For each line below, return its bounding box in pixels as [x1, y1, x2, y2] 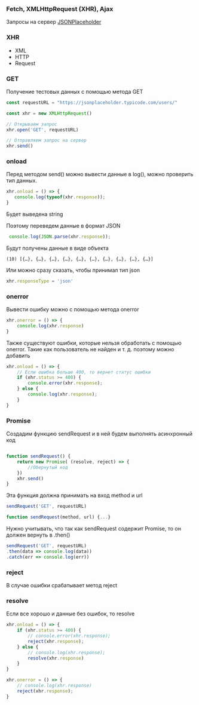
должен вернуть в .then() [6, 531, 71, 539]
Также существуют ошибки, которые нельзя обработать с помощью [6, 339, 182, 347]
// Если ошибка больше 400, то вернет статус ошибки [17, 369, 151, 375]
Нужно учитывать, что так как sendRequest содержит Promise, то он [6, 525, 181, 532]
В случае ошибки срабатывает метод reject [6, 581, 118, 588]
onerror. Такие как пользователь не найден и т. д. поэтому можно [6, 345, 174, 352]
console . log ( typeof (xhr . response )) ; [14, 194, 106, 200]
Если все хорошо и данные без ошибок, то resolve [6, 610, 135, 617]
